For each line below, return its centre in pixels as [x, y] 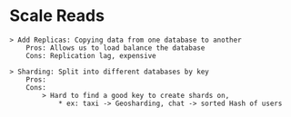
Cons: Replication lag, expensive [91, 55]
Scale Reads [57, 16]
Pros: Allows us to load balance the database [115, 48]
